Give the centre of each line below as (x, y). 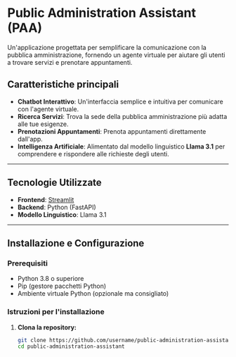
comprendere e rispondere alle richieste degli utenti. (93, 154)
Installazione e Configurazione (76, 243)
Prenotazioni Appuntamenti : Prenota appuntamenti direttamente (112, 131)
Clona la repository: (47, 327)
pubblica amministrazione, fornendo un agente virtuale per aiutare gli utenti (116, 55)
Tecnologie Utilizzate (54, 183)
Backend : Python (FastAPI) (57, 207)
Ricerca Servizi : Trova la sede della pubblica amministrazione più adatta (122, 116)
